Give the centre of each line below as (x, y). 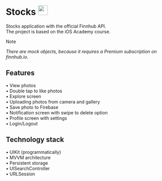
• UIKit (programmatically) (33, 152)
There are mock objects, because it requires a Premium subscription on (82, 51)
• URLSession (20, 174)
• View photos (21, 85)
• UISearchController (28, 168)
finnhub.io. (17, 57)
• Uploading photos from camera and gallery (53, 102)
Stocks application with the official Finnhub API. (56, 26)
